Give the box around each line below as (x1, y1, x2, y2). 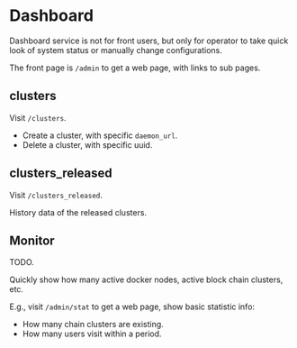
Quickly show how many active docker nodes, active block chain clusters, (9, 274, 283, 285)
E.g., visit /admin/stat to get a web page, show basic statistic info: (9, 301, 255, 312)
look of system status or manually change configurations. (9, 44, 223, 55)
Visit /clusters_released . (9, 189, 103, 200)
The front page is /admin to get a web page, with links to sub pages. (9, 62, 261, 73)
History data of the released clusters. (9, 206, 147, 217)
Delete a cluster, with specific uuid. (22, 139, 153, 150)
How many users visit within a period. (22, 328, 162, 339)
